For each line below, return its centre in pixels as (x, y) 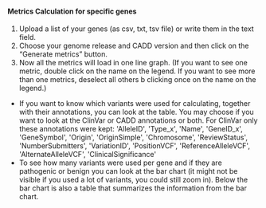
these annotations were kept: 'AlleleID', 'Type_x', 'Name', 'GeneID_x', (131, 129)
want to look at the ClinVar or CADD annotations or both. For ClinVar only (138, 120)
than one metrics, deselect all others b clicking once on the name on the (137, 80)
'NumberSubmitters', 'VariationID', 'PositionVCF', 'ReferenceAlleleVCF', (134, 146)
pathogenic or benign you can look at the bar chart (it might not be (128, 171)
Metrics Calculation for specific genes (72, 11)
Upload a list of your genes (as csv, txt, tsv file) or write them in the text (136, 29)
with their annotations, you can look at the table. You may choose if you (136, 112)
